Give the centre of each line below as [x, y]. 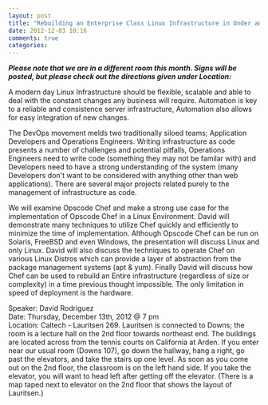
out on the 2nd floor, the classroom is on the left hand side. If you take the [130, 367]
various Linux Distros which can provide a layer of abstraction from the [125, 259]
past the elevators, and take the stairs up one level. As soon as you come [128, 359]
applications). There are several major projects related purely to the [119, 184]
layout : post [30, 16]
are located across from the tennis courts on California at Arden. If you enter [134, 342]
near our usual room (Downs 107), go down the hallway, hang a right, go [126, 351]
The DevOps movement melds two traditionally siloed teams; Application [128, 133]
